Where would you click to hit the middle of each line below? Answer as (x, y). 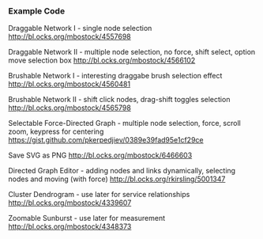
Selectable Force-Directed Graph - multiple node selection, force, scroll (124, 123)
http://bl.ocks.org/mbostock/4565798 (70, 108)
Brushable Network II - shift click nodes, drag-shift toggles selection (119, 100)
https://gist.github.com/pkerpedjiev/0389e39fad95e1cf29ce (106, 140)
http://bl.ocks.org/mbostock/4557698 (70, 36)
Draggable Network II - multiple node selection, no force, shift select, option (132, 52)
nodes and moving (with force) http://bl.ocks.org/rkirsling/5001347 (117, 179)
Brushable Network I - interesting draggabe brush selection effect (115, 76)
